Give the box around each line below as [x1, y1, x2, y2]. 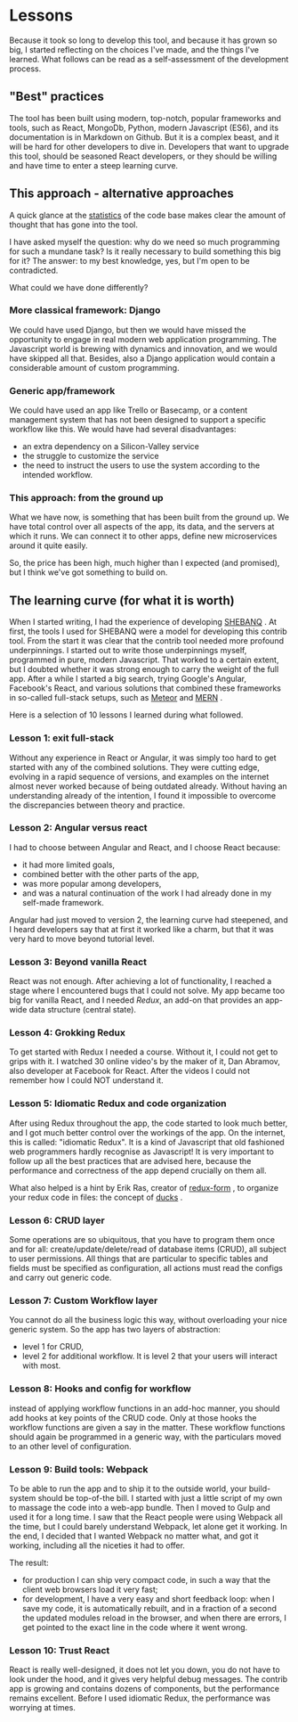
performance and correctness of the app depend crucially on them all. [9, 1165, 267, 1176]
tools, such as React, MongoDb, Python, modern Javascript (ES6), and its [9, 122, 278, 133]
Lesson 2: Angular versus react [9, 822, 149, 834]
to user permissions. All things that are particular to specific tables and [9, 1253, 269, 1264]
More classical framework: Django [9, 304, 161, 316]
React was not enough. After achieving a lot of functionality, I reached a [9, 976, 272, 987]
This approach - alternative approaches [9, 186, 234, 201]
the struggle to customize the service [21, 451, 159, 462]
